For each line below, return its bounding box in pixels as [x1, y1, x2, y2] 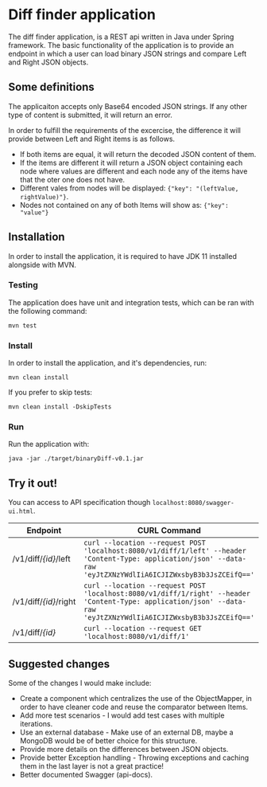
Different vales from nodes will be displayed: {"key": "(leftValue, [19, 183, 239, 193]
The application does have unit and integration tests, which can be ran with [8, 297, 254, 307]
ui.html [8, 507, 34, 515]
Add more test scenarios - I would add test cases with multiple [19, 711, 225, 720]
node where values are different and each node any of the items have [19, 166, 248, 176]
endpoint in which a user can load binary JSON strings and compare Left [8, 49, 247, 58]
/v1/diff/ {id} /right [12, 596, 76, 607]
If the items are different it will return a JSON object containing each [19, 158, 243, 167]
